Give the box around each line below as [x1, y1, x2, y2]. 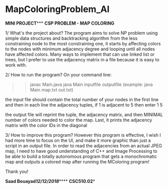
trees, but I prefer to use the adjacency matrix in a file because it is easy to [5, 56, 159, 62]
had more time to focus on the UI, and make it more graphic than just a [5, 137, 151, 143]
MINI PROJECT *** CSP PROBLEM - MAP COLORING [5, 20, 114, 26]
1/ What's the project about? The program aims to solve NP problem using [5, 30, 158, 36]
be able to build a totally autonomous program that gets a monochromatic [5, 153, 157, 159]
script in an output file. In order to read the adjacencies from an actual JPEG [5, 142, 162, 149]
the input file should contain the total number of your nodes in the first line [5, 97, 159, 103]
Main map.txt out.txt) [30, 86, 74, 92]
